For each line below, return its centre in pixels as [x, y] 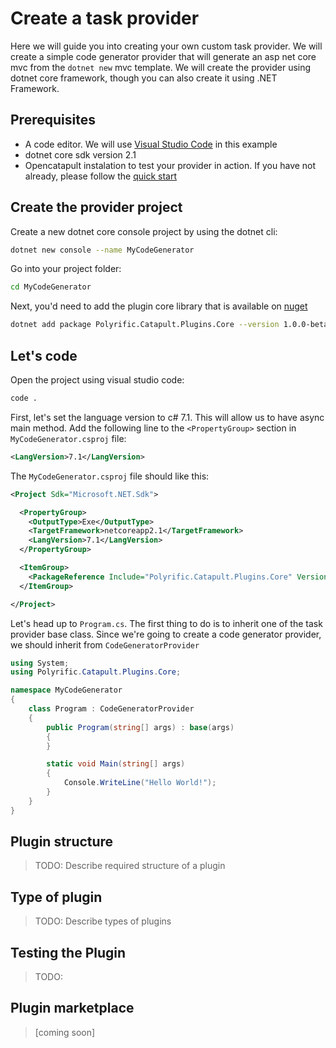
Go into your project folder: [66, 269]
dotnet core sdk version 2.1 [80, 154]
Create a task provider [105, 18]
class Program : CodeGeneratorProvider [111, 709]
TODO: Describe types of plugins [103, 921]
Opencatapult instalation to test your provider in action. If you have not [170, 165]
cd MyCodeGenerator [51, 287]
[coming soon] [65, 1032]
